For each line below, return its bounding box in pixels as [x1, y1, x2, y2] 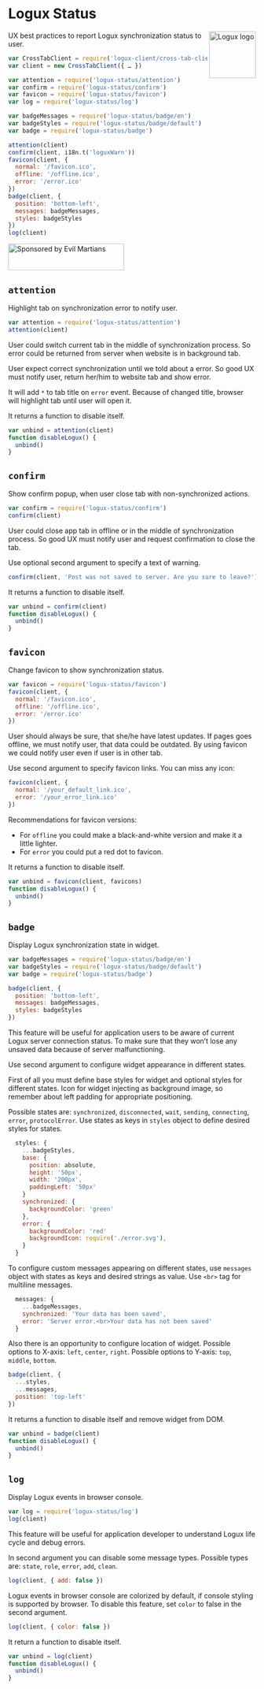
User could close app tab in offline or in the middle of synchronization [8, 526, 234, 535]
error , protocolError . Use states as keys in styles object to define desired [8, 1116, 250, 1125]
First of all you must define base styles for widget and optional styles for [8, 1075, 243, 1084]
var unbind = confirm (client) [8, 602, 108, 611]
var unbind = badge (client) [8, 1430, 101, 1438]
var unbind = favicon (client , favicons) [8, 877, 143, 885]
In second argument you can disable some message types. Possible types [8, 1553, 249, 1562]
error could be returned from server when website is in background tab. [8, 348, 241, 358]
